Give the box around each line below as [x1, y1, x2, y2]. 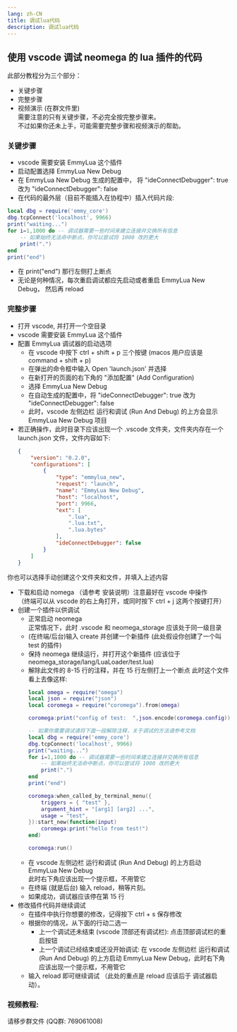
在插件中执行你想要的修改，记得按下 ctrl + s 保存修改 [28, 909, 182, 918]
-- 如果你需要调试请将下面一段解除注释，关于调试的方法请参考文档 [28, 727, 195, 734]
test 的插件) [28, 641, 62, 649]
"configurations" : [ [30, 461, 91, 468]
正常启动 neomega [28, 614, 83, 623]
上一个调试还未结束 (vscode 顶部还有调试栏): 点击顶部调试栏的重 [38, 927, 226, 935]
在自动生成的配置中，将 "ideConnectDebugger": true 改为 [28, 391, 196, 399]
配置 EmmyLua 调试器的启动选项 [17, 339, 112, 348]
